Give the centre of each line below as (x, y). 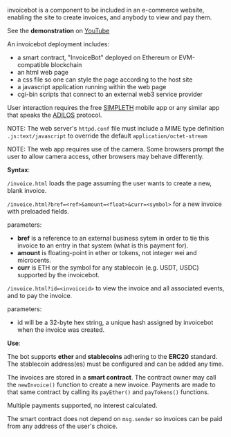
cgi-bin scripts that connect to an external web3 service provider (110, 94)
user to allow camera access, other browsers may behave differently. (105, 156)
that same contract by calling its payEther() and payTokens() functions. (108, 392)
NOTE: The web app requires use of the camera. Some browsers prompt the (116, 149)
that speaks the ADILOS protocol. (55, 115)
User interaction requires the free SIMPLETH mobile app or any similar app (113, 108)
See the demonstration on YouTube (58, 31)
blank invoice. (27, 190)
